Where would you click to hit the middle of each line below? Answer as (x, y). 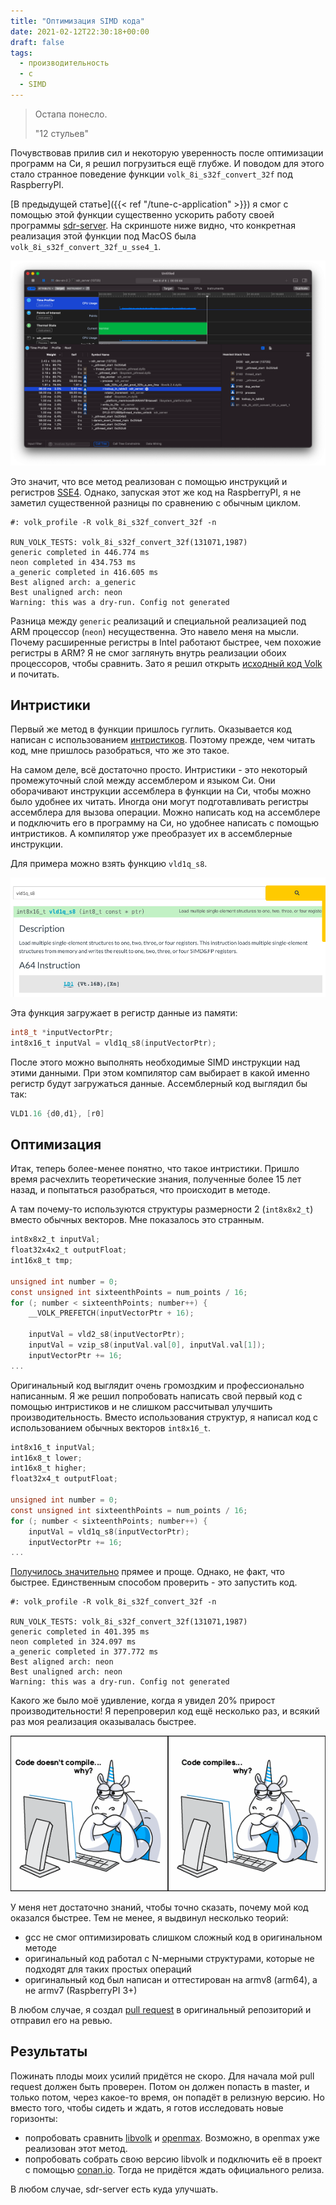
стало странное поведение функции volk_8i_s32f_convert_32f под (151, 174)
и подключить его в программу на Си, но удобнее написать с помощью (165, 823)
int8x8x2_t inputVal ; (55, 1240)
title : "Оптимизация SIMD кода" (77, 21)
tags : (21, 53)
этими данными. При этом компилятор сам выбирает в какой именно (160, 1072)
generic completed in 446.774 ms (80, 552)
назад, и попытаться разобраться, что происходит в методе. (140, 1190)
